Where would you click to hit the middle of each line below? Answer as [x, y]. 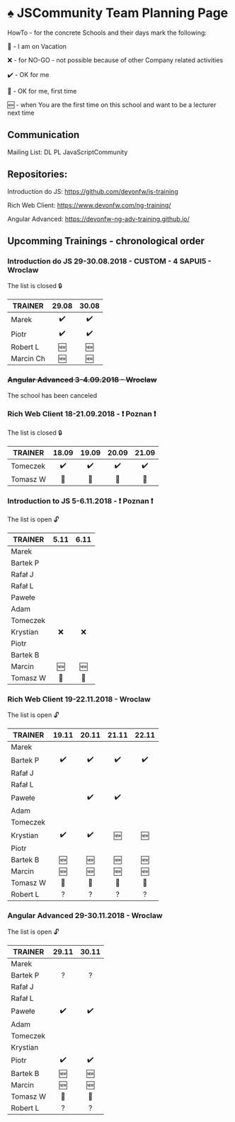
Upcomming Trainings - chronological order [106, 241]
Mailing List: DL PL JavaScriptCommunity [68, 152]
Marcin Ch [28, 359]
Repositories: [38, 174]
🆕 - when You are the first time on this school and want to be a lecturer [112, 105]
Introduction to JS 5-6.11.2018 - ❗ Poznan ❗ [80, 500]
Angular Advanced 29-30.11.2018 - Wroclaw [85, 916]
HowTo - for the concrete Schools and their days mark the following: [107, 33]
